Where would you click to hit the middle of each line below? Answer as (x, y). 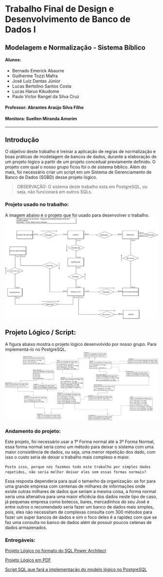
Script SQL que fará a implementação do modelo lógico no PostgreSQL (76, 570)
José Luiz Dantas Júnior (36, 81)
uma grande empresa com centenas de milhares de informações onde (75, 486)
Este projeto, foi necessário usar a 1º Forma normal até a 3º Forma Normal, (80, 441)
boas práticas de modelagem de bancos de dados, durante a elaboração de (81, 157)
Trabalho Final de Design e (59, 9)
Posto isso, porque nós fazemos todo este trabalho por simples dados (78, 467)
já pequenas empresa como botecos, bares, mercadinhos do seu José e (77, 502)
